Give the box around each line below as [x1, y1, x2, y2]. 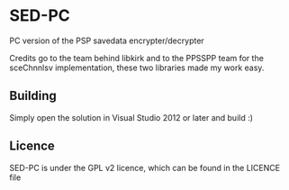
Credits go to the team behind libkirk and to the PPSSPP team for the [9, 52, 264, 63]
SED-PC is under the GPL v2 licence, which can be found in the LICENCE [9, 162, 281, 173]
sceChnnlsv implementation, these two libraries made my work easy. [9, 62, 265, 73]
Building [9, 88, 57, 104]
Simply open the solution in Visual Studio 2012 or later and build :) [9, 112, 254, 122]
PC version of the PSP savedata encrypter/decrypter [9, 35, 204, 46]
